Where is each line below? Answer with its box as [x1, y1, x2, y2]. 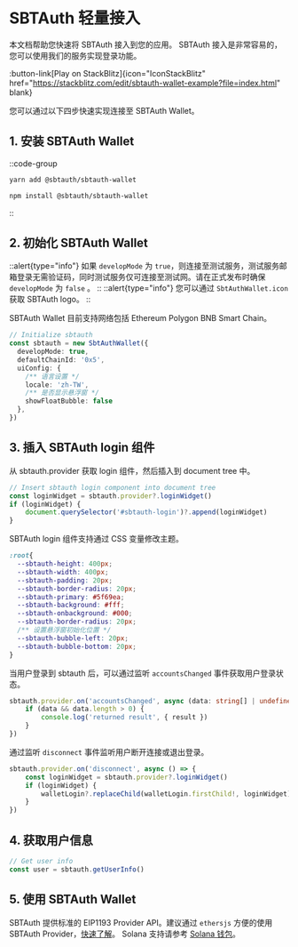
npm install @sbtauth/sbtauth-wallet [9, 191, 149, 200]
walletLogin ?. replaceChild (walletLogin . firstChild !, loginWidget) [41, 789, 292, 799]
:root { [9, 551, 34, 560]
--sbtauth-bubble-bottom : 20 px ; [17, 642, 137, 651]
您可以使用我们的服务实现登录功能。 [9, 50, 142, 60]
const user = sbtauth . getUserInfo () [9, 864, 145, 874]
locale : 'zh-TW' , [25, 380, 90, 389]
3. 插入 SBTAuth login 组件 [9, 440, 155, 455]
